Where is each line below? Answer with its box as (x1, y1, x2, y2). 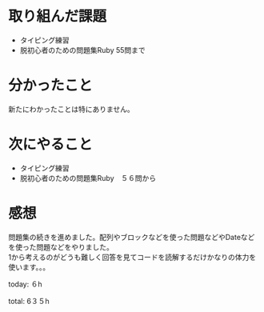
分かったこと (8, 77, 94, 94)
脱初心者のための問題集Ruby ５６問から (19, 173, 157, 182)
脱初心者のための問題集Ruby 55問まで (19, 45, 146, 54)
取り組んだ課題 (8, 7, 107, 26)
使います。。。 (8, 262, 50, 272)
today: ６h (8, 279, 42, 289)
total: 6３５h (8, 296, 50, 306)
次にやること (8, 135, 94, 154)
